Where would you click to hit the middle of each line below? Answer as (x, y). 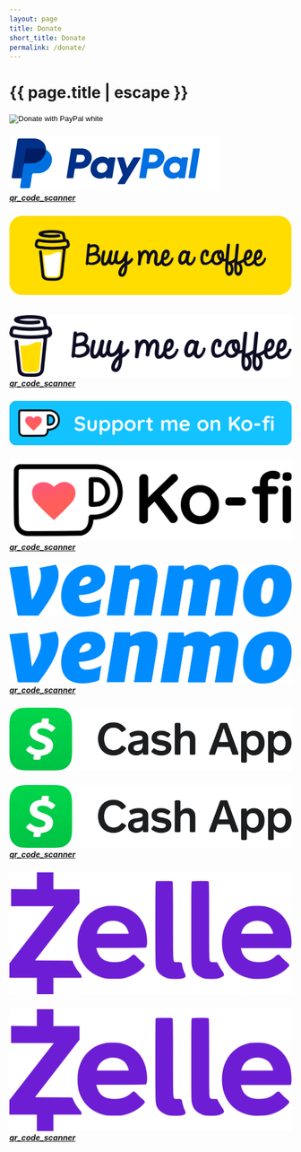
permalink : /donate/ (48, 48)
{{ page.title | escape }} (99, 93)
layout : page (34, 19)
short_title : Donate (48, 38)
